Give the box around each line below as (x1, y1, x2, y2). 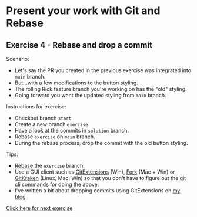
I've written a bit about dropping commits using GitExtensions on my (14, 187, 181, 194)
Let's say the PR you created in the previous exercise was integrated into (14, 67, 192, 74)
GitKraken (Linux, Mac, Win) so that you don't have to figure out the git (14, 175, 186, 181)
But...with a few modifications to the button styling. (14, 79, 138, 86)
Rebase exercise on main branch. (14, 133, 95, 140)
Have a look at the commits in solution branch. (14, 127, 129, 134)
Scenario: (6, 56, 29, 62)
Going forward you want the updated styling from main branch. (14, 92, 166, 99)
